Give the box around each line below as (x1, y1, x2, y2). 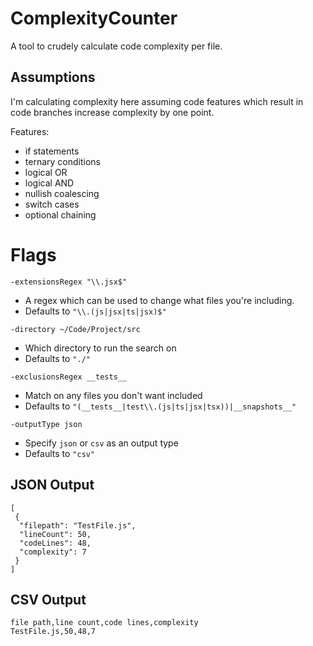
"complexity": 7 (19, 547, 87, 557)
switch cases (24, 198, 80, 210)
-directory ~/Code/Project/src (10, 324, 141, 334)
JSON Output (10, 477, 95, 494)
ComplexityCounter (10, 7, 178, 30)
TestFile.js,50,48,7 (10, 627, 97, 637)
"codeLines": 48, (19, 538, 92, 548)
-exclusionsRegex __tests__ (10, 372, 128, 382)
